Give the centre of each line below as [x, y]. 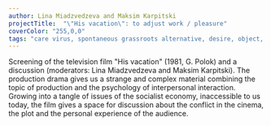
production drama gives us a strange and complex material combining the [132, 79]
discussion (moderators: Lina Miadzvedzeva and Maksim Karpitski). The [129, 71]
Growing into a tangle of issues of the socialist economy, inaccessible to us [134, 96]
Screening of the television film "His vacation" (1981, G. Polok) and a [123, 62]
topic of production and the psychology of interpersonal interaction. [122, 88]
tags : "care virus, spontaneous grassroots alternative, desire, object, [136, 39]
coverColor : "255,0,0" [47, 31]
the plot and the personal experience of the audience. [98, 114]
